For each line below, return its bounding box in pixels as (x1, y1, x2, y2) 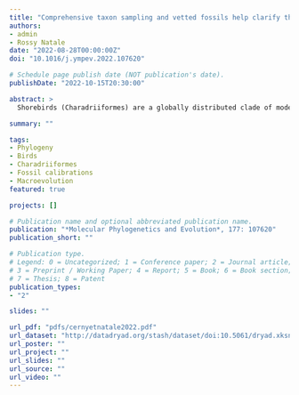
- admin (9, 29, 38, 38)
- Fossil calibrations (9, 168, 93, 177)
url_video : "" (9, 373, 62, 382)
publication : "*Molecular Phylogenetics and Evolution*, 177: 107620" (9, 225, 277, 234)
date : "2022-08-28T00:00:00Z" (9, 46, 122, 55)
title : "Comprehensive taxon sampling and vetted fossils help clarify (9, 12, 280, 22)
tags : (9, 135, 29, 144)
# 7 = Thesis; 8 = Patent (9, 274, 105, 283)
